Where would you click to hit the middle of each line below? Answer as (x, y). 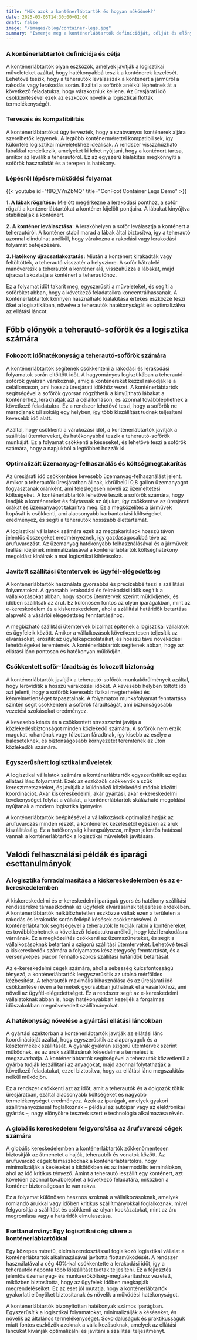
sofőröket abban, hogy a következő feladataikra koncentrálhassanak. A (92, 293)
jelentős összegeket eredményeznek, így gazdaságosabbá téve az (86, 537)
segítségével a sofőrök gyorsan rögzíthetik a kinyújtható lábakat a (85, 393)
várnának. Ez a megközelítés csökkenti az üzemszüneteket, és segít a (90, 938)
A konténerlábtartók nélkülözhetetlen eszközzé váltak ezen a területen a (93, 913)
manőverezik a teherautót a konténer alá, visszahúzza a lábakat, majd (90, 269)
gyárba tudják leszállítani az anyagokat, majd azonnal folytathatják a (89, 1064)
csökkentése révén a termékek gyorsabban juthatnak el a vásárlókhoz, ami (96, 986)
